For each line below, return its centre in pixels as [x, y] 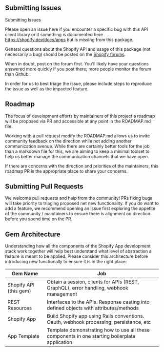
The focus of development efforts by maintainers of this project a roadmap [80, 116]
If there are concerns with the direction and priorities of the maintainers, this [82, 166]
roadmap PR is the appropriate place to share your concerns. [66, 171]
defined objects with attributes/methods [93, 308]
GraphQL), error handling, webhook [88, 288]
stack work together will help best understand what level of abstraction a [78, 251]
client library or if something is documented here [54, 34]
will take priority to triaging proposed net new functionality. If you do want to [82, 203]
